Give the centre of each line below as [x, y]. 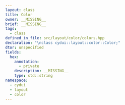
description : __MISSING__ [42, 71]
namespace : [17, 80]
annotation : [27, 62]
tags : [11, 29]
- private [29, 66]
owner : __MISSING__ [26, 19]
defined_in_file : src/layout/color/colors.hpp [55, 38]
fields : [13, 52]
